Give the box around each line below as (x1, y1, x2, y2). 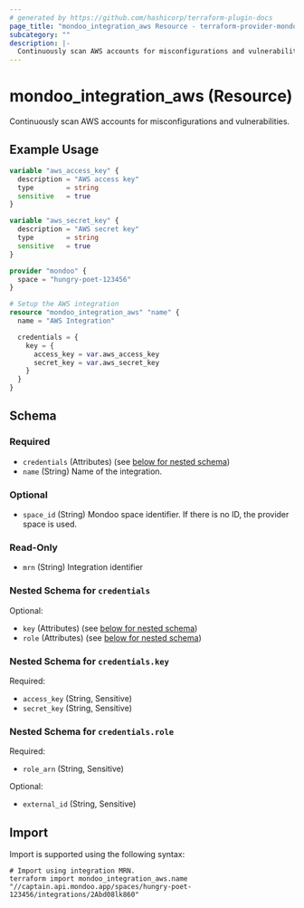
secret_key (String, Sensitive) (22, 702, 133, 713)
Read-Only (9, 541, 59, 554)
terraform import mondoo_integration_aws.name (9, 874, 188, 884)
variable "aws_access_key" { (9, 166, 119, 175)
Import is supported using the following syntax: (9, 848, 185, 859)
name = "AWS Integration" (17, 316, 116, 325)
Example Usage (9, 142, 100, 158)
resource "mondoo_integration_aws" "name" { (9, 308, 180, 317)
